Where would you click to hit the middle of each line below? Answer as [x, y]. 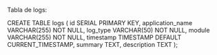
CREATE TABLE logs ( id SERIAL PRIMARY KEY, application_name [100, 23]
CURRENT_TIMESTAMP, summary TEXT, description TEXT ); [92, 44]
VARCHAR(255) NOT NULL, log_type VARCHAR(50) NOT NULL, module [108, 30]
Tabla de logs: [27, 10]
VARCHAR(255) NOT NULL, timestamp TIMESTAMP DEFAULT [94, 37]
